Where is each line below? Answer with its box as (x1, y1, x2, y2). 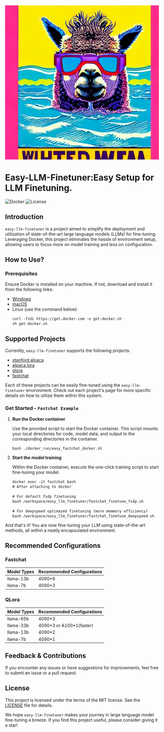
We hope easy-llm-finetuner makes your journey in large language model (5, 711, 154, 717)
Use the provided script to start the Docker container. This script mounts (12, 425, 158, 431)
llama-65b (7, 616, 29, 621)
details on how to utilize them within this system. (5, 392, 102, 399)
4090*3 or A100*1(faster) (38, 622, 94, 629)
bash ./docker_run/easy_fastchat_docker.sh (12, 446, 102, 451)
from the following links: (5, 287, 54, 293)
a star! (5, 722, 18, 728)
